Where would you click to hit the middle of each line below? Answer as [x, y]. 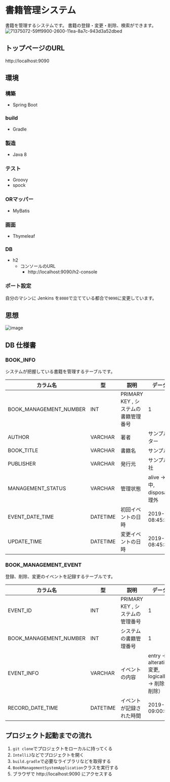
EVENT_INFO [23, 673]
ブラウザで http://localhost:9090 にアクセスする [62, 774]
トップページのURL [35, 48]
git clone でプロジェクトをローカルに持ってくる [62, 749]
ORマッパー [19, 199]
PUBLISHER [22, 464]
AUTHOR [18, 437]
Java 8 [19, 154]
